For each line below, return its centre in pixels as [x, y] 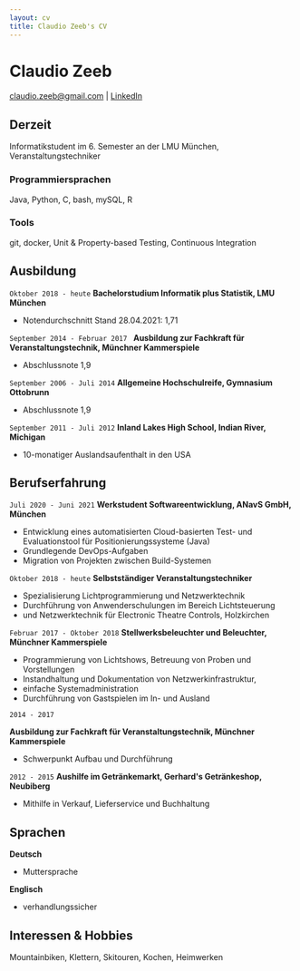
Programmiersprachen [60, 180]
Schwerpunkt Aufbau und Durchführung [98, 759]
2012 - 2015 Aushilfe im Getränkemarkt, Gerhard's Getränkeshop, [136, 777]
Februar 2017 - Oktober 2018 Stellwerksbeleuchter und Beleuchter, [138, 633]
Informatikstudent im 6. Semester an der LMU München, [114, 147]
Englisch [26, 889]
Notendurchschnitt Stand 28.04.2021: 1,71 [100, 320]
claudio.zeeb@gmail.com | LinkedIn [76, 96]
